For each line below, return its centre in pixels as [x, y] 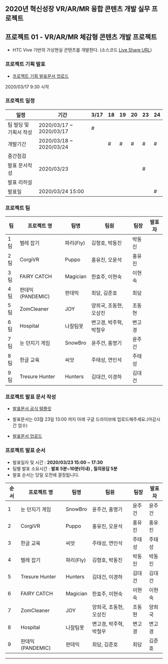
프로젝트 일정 [20, 101]
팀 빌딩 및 [18, 125]
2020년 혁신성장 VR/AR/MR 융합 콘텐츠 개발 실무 [78, 9]
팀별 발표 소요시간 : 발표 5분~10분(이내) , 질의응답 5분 [65, 468]
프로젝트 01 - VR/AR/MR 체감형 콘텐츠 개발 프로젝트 [81, 37]
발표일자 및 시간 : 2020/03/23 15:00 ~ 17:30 [58, 462]
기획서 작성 [20, 132]
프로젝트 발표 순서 [25, 450]
